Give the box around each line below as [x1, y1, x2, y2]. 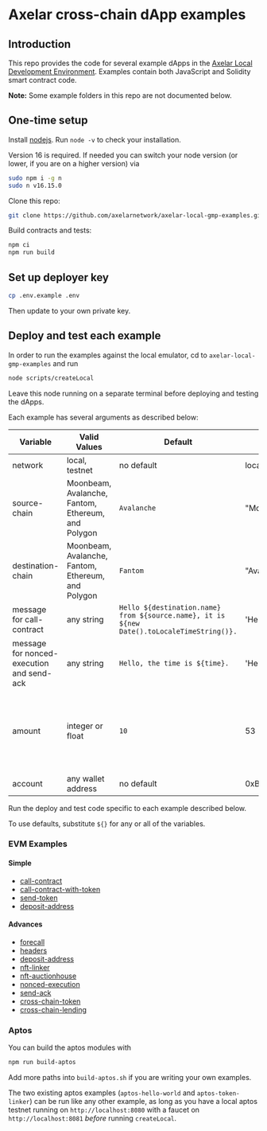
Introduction [8, 37, 72, 51]
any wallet [66, 773, 105, 784]
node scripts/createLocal [8, 374, 94, 382]
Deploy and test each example [8, 329, 161, 343]
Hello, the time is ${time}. [118, 658, 230, 668]
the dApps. [8, 396, 44, 407]
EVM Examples [8, 838, 68, 849]
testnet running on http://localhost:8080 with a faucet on [8, 1105, 200, 1115]
